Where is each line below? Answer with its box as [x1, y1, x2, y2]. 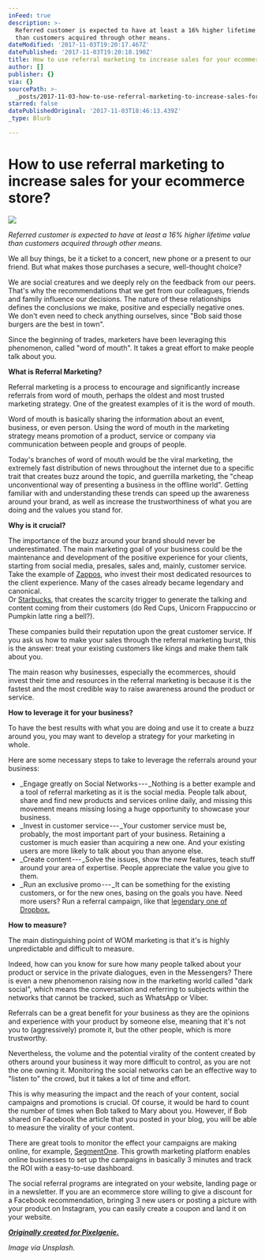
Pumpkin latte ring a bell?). [8, 611, 95, 621]
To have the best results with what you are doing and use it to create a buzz [8, 722, 255, 732]
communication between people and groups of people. [8, 439, 187, 449]
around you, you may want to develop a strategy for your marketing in [8, 731, 235, 741]
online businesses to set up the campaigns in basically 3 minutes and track [8, 1155, 252, 1164]
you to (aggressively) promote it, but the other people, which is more [8, 1024, 231, 1034]
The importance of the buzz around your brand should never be [8, 535, 215, 545]
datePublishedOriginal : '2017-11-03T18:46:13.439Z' [8, 108, 181, 115]
